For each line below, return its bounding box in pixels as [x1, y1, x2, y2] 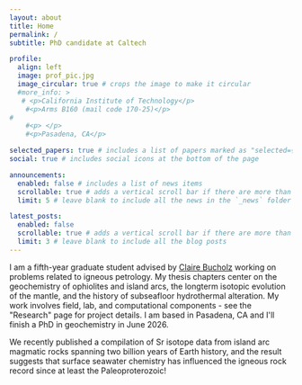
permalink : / [9, 30, 58, 39]
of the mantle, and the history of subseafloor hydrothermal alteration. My [9, 290, 280, 301]
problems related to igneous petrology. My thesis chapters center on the [9, 271, 278, 282]
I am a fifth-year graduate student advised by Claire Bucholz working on [9, 262, 277, 273]
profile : [9, 55, 42, 64]
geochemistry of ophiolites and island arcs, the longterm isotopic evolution [9, 281, 286, 291]
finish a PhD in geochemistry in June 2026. [9, 318, 169, 329]
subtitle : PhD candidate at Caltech [9, 38, 147, 48]
